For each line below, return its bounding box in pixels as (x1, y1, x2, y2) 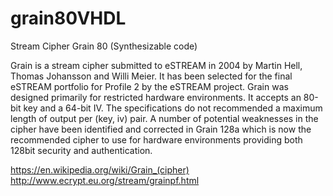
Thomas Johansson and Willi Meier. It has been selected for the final (10, 70, 293, 82)
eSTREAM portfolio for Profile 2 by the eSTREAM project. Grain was (10, 80, 289, 92)
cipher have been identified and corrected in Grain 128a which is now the (10, 123, 312, 135)
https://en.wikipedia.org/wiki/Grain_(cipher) (10, 163, 190, 176)
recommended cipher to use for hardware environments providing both (10, 133, 303, 146)
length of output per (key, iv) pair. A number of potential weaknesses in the (10, 112, 319, 124)
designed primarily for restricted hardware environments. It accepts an (10, 91, 302, 103)
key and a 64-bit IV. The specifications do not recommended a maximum (23, 102, 323, 114)
